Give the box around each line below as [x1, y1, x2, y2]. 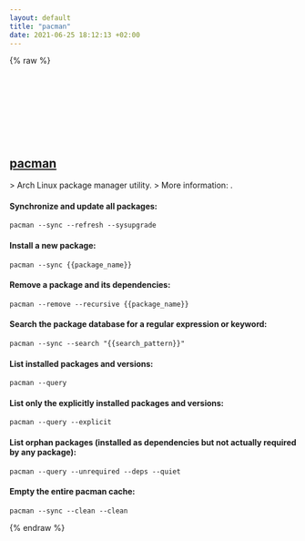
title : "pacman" [9, 22, 71, 31]
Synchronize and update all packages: [9, 200, 158, 211]
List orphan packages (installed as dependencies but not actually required [9, 437, 297, 447]
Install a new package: [9, 240, 97, 250]
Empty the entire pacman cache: [9, 486, 136, 497]
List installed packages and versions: [9, 358, 154, 369]
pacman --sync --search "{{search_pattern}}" [9, 339, 185, 348]
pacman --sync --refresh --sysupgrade [9, 220, 157, 230]
